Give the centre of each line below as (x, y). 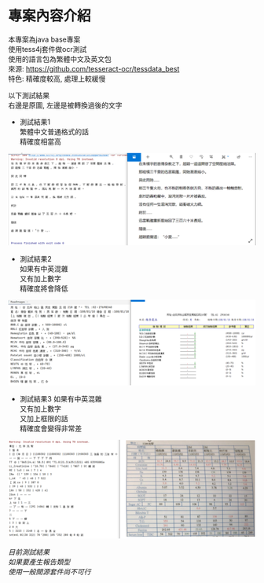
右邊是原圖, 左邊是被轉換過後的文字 (65, 105)
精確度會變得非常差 (51, 428)
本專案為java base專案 (44, 39)
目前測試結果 (29, 552)
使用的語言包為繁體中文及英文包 (60, 59)
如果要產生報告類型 (39, 562)
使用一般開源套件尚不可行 (49, 571)
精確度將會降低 (44, 288)
